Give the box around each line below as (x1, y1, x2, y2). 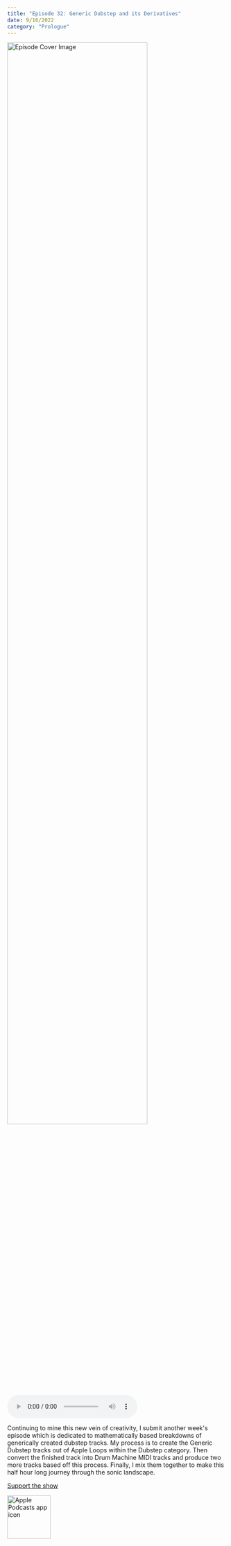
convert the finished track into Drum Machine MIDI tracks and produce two (7, 1454, 221, 1462)
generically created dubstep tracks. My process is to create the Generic (7, 1438, 213, 1447)
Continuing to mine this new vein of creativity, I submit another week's (7, 1424, 208, 1432)
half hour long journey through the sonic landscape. (7, 1468, 155, 1477)
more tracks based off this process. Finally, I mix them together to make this (7, 1461, 224, 1469)
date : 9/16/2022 (7, 17, 54, 24)
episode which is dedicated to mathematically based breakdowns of (7, 1432, 203, 1440)
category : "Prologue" (7, 23, 70, 30)
